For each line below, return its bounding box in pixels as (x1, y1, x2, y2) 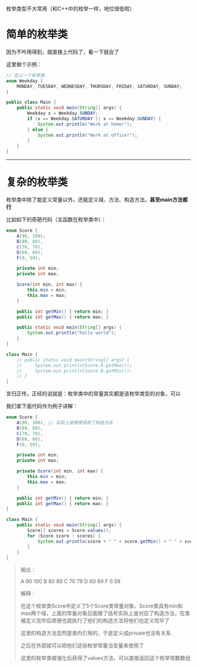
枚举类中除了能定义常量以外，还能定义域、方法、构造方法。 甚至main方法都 (6, 196, 188, 204)
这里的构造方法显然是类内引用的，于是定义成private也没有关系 (20, 629, 171, 636)
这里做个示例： (6, 60, 42, 67)
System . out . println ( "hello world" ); (27, 330, 117, 336)
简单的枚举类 (6, 28, 69, 41)
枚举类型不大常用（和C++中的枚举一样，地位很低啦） (6, 5, 135, 12)
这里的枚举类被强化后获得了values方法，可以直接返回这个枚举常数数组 (20, 655, 191, 662)
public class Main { (6, 99, 57, 106)
